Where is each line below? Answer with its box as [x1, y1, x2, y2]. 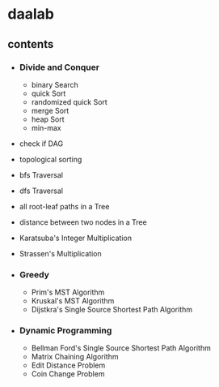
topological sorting [19, 154, 82, 164]
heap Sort [31, 114, 65, 124]
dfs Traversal [19, 186, 64, 196]
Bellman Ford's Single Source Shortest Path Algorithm [31, 343, 211, 353]
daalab [7, 5, 54, 24]
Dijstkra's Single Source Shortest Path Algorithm [31, 305, 193, 315]
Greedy [19, 269, 50, 280]
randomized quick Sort [31, 97, 108, 106]
